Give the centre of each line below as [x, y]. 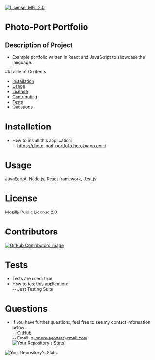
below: [19, 327]
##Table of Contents [26, 72]
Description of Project [39, 45]
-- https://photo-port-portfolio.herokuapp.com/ [59, 145]
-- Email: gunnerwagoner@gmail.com [50, 338]
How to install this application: [42, 140]
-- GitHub [22, 333]
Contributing [25, 97]
